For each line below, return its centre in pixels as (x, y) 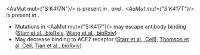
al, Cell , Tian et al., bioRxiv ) (48, 45)
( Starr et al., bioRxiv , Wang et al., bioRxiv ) (66, 33)
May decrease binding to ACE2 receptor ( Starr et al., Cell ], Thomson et (102, 39)
